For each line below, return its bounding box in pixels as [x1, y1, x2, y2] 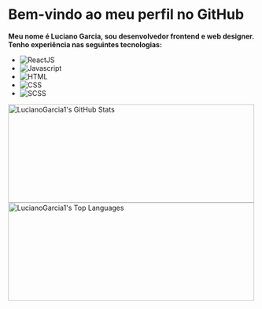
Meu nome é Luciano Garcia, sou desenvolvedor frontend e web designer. [8, 31, 255, 41]
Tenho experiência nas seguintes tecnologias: [8, 39, 163, 49]
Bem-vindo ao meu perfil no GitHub [8, 6, 245, 24]
